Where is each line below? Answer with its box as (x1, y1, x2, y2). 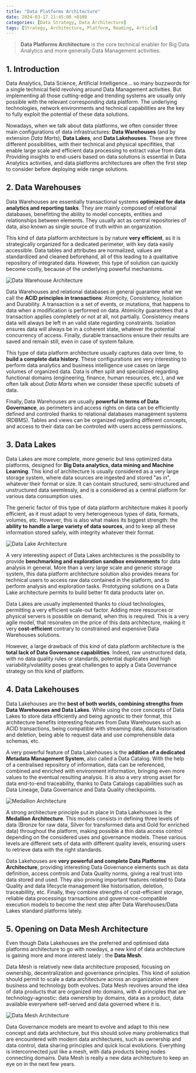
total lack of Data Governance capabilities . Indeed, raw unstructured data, (6, 649, 187, 656)
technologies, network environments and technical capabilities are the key (6, 105, 185, 112)
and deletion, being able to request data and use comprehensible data (6, 731, 175, 738)
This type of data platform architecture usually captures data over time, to (6, 349, 184, 356)
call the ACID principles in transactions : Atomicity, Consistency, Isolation (6, 294, 183, 301)
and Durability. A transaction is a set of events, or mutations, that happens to (6, 300, 190, 307)
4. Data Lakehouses (6, 684, 80, 694)
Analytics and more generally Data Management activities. (20, 47, 161, 54)
